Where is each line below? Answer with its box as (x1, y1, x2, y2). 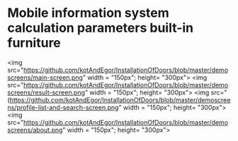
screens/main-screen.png (7, 73, 84, 82)
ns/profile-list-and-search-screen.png (7, 103, 119, 111)
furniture (7, 35, 62, 51)
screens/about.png (7, 125, 63, 134)
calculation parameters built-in (7, 20, 194, 36)
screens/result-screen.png (7, 88, 86, 97)
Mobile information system (7, 5, 170, 21)
